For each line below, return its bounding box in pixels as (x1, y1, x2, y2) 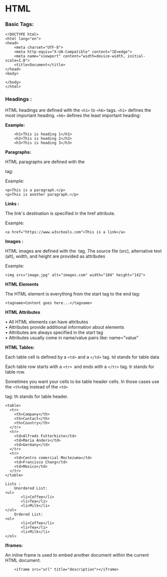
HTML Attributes (5, 309, 41, 315)
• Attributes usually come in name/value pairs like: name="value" (5, 334, 139, 341)
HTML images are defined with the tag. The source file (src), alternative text (5, 248, 162, 254)
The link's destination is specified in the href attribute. (5, 210, 116, 216)
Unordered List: (14, 485, 48, 490)
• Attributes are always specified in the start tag (5, 329, 103, 335)
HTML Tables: (5, 344, 35, 350)
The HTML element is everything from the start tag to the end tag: (5, 290, 140, 296)
